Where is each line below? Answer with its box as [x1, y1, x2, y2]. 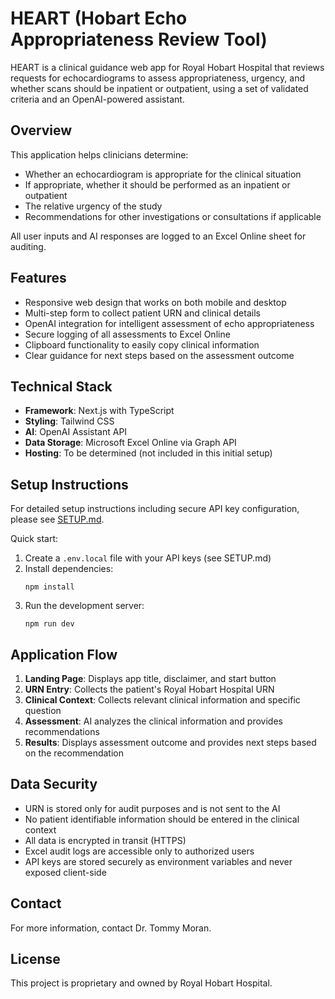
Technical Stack [10, 378, 113, 395]
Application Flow [10, 646, 118, 663]
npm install [24, 582, 75, 592]
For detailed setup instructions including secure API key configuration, [10, 503, 300, 515]
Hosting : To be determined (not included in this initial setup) [24, 447, 273, 459]
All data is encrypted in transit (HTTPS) [24, 834, 187, 846]
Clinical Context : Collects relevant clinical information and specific [24, 694, 301, 706]
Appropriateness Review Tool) [10, 28, 268, 51]
